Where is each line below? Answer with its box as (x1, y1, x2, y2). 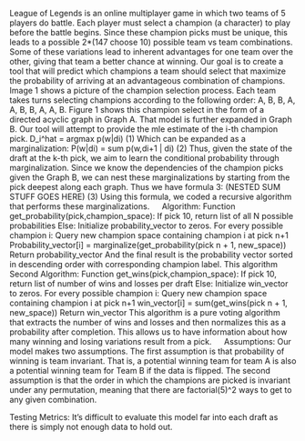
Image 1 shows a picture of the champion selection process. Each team (9, 85, 276, 95)
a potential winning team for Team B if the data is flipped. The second (9, 366, 271, 376)
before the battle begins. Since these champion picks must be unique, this (9, 27, 289, 37)
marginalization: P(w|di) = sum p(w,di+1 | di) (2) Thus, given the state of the (9, 143, 293, 154)
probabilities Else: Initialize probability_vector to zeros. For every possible (9, 220, 284, 231)
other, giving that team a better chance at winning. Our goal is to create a (9, 56, 284, 66)
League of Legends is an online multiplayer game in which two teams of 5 (9, 8, 286, 18)
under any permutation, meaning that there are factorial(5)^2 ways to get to (9, 385, 292, 395)
